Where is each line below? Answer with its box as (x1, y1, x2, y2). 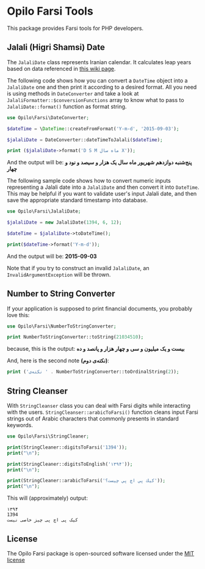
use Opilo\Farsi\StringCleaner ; (7, 433, 89, 439)
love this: (7, 311, 30, 318)
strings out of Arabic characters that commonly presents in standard (7, 415, 179, 422)
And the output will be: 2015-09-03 (7, 252, 97, 260)
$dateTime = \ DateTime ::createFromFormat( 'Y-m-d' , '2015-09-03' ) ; (7, 125, 179, 132)
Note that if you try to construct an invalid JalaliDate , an (7, 264, 149, 271)
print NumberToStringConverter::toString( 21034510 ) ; (7, 334, 144, 340)
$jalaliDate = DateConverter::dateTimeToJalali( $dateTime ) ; (7, 136, 164, 143)
